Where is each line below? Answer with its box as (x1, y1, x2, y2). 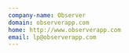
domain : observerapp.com (8, 19, 90, 26)
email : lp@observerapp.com (8, 33, 97, 41)
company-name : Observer (8, 11, 87, 19)
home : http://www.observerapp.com (8, 26, 122, 34)
